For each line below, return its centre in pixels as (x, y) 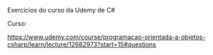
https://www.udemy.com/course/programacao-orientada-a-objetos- (106, 37)
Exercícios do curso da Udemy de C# (61, 10)
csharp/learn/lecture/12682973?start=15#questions (82, 44)
